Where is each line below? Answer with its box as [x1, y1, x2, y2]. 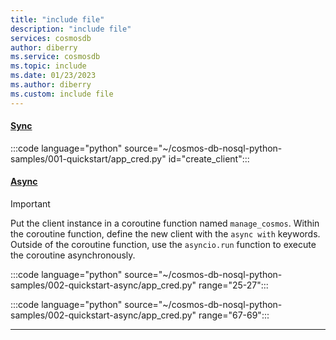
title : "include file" [10, 14, 105, 25]
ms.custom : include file [10, 89, 114, 99]
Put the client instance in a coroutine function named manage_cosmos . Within [10, 217, 320, 230]
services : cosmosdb [10, 33, 92, 43]
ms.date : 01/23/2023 [10, 71, 97, 81]
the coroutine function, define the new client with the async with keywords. [10, 228, 321, 240]
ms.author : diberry [10, 80, 92, 90]
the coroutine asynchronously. [10, 249, 136, 261]
